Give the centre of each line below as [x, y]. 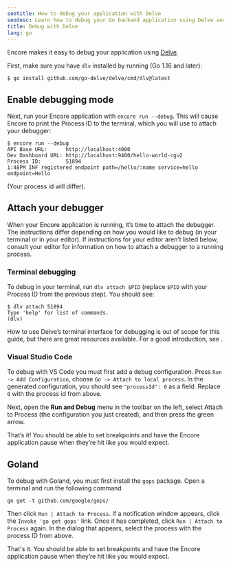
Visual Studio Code [40, 357]
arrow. [16, 422]
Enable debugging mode [60, 100]
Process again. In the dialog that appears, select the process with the [104, 528]
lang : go [20, 33]
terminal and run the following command [64, 488]
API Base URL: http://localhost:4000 [69, 150]
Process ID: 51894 [44, 162]
